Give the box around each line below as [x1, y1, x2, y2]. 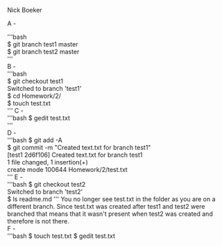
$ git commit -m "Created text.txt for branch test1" [7, 144, 151, 151]
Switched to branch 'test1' [7, 85, 82, 92]
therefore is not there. [7, 217, 69, 225]
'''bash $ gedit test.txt [7, 114, 71, 122]
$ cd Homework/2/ [7, 92, 61, 100]
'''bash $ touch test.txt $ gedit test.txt [7, 232, 116, 240]
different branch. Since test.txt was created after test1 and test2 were [7, 203, 205, 210]
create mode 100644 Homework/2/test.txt [7, 166, 128, 173]
